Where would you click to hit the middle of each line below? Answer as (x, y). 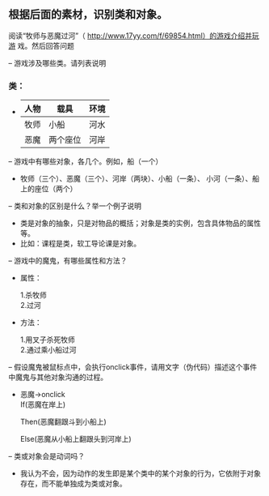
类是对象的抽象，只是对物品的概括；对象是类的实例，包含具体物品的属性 (140, 223)
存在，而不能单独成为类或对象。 (73, 484)
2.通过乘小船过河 (48, 350)
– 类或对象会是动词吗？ (46, 456)
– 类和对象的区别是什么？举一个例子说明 (75, 206)
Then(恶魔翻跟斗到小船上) (63, 422)
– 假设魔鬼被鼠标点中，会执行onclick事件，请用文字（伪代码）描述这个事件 (133, 367)
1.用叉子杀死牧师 (47, 340)
